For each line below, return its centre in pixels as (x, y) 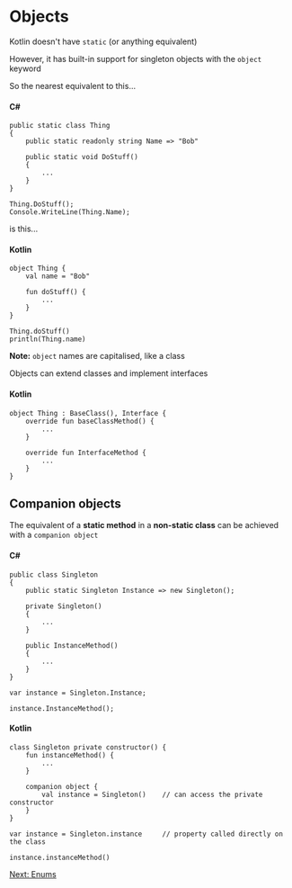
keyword (26, 68)
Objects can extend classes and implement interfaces (109, 373)
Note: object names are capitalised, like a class (97, 356)
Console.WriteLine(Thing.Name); (70, 212)
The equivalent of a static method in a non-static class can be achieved (144, 525)
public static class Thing (60, 126)
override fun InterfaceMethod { (86, 453)
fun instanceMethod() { (70, 755)
